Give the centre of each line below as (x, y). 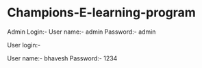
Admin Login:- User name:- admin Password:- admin (81, 32)
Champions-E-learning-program (102, 13)
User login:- (24, 45)
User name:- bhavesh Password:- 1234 (62, 58)
